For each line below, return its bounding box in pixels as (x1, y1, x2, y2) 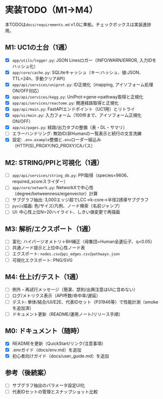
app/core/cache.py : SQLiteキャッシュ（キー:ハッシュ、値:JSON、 (12, 69, 144, 75)
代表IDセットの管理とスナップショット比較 (12, 389, 98, 395)
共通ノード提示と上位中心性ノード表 (12, 245, 85, 251)
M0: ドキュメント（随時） (5, 327, 83, 335)
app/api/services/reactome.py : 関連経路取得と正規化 (12, 100, 119, 105)
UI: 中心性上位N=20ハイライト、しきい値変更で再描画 (12, 209, 121, 215)
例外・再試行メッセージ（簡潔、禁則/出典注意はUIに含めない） (12, 287, 138, 293)
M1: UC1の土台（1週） (5, 43, 71, 52)
